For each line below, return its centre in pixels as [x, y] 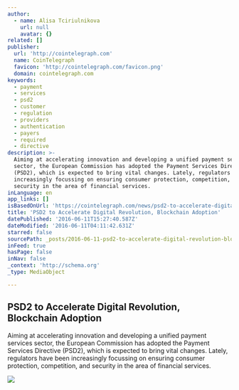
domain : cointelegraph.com [54, 73]
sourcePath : [25, 239]
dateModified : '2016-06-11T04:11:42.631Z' [71, 226]
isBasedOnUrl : [28, 206]
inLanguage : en [30, 193]
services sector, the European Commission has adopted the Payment [108, 343]
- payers [27, 133]
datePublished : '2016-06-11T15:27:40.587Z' [73, 219]
